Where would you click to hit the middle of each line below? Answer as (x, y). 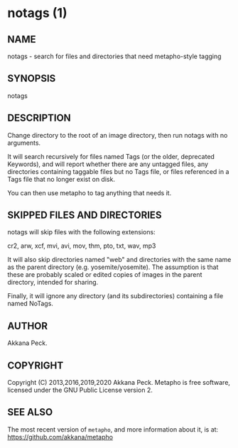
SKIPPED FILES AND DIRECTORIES (85, 215)
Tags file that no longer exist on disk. (61, 179)
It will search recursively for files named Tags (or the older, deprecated (111, 156)
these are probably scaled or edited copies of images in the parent (105, 275)
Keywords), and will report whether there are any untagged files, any (108, 164)
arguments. (24, 143)
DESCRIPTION (39, 118)
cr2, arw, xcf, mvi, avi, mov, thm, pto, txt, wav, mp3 (82, 246)
